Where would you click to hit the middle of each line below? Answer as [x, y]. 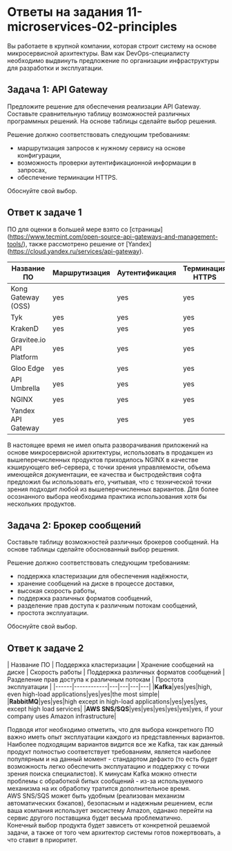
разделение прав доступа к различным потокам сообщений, [107, 605]
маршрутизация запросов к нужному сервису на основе [101, 148]
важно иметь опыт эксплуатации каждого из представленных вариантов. [116, 737]
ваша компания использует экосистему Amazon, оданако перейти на [110, 811]
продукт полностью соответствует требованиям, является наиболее [109, 752]
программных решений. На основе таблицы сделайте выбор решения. [112, 121]
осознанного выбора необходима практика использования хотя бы [107, 496]
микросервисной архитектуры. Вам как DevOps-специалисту [98, 53]
